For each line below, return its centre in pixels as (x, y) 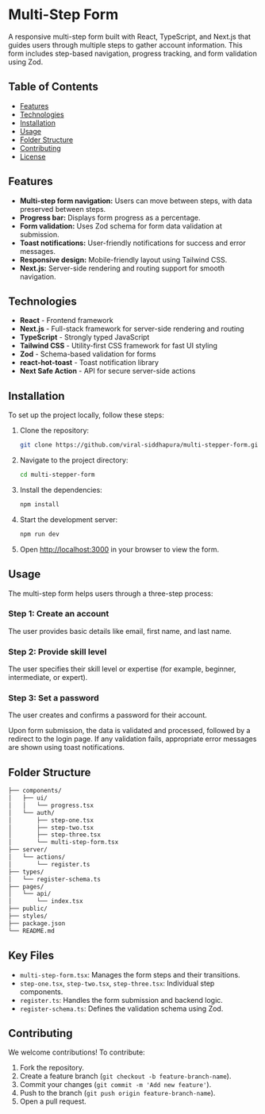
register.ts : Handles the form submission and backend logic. (121, 1000)
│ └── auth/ (32, 812)
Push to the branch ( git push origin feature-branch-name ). (117, 1093)
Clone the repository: (54, 431)
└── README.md (32, 931)
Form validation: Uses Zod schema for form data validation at (121, 226)
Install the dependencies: (61, 490)
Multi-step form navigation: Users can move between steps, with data (136, 201)
